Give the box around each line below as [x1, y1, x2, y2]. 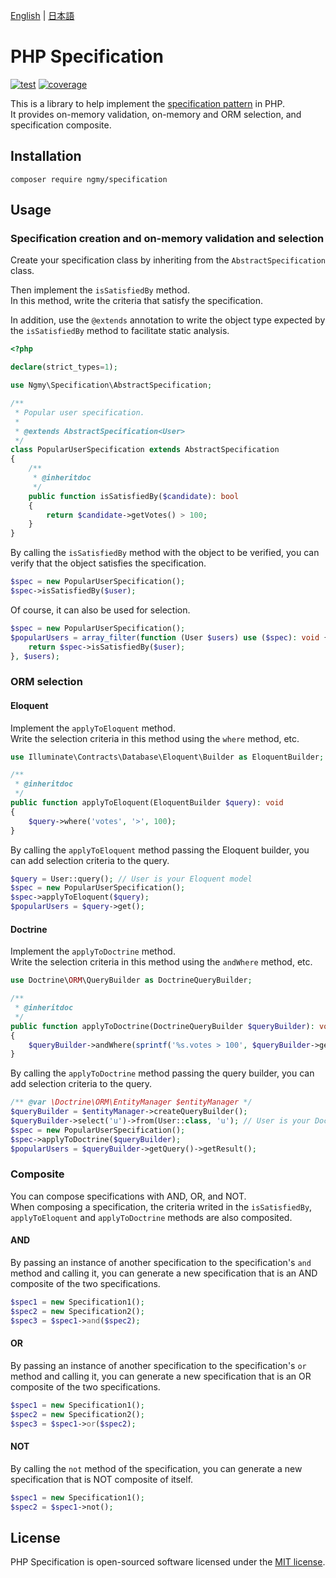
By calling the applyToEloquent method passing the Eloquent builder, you [10, 844, 310, 856]
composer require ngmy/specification [10, 174, 168, 184]
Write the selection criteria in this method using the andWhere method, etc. [10, 956, 313, 968]
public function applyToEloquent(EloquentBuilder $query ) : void [10, 798, 284, 808]
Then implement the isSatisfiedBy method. [10, 284, 190, 296]
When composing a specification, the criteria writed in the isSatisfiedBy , [10, 1200, 313, 1213]
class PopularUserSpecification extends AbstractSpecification [10, 445, 280, 455]
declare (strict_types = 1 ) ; [10, 362, 118, 373]
